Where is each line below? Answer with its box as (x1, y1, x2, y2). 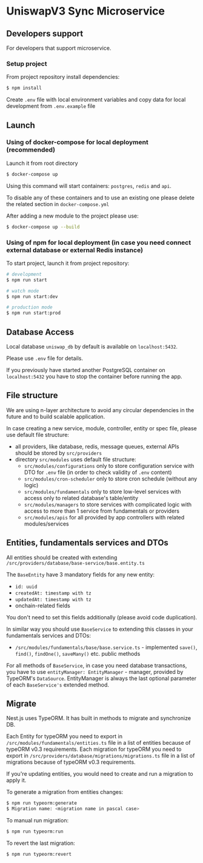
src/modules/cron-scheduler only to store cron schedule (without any (24, 475, 198, 482)
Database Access (6, 327, 75, 337)
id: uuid (15, 584, 38, 590)
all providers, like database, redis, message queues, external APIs (15, 442, 180, 450)
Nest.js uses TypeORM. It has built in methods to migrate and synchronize (6, 715, 191, 722)
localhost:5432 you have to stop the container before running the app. (6, 373, 182, 380)
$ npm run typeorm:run (6, 828, 64, 835)
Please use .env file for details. (6, 355, 84, 362)
